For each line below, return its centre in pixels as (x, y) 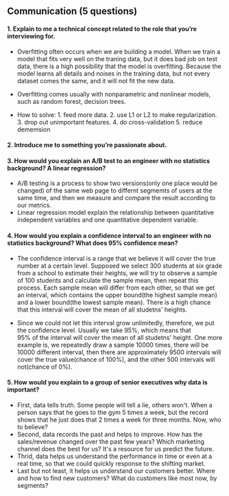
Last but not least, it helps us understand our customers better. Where (116, 471)
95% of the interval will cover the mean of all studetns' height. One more (120, 337)
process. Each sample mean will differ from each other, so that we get (116, 288)
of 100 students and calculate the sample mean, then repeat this (108, 280)
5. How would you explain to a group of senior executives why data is (107, 382)
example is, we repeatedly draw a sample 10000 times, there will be (113, 345)
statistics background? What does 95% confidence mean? (93, 243)
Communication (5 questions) (72, 11)
